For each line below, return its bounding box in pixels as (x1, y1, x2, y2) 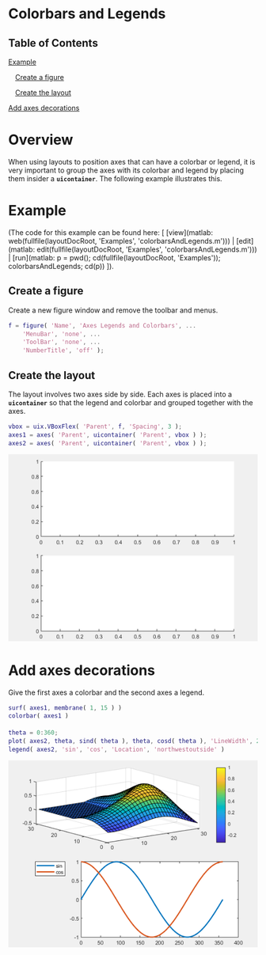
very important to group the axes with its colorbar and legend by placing (8, 165, 244, 175)
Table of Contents (8, 36, 99, 50)
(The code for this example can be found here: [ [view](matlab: (8, 227, 214, 237)
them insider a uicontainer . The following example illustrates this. (8, 173, 223, 183)
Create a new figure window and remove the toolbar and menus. (8, 305, 218, 315)
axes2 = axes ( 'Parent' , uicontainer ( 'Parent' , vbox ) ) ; (8, 439, 207, 447)
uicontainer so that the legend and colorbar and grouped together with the (8, 398, 253, 407)
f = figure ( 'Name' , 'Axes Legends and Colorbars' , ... (8, 321, 196, 329)
